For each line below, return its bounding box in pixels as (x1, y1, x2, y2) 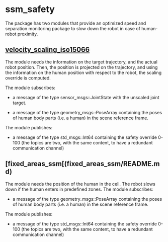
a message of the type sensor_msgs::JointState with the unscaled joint (12, 94, 159, 100)
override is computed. (5, 74, 51, 81)
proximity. (17, 31, 38, 37)
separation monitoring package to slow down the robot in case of (5, 25, 141, 31)
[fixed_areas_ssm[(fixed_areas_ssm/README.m (5, 159, 160, 168)
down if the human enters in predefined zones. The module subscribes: (5, 186, 153, 192)
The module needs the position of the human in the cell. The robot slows (5, 181, 156, 187)
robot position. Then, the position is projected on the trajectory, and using (5, 64, 158, 70)
